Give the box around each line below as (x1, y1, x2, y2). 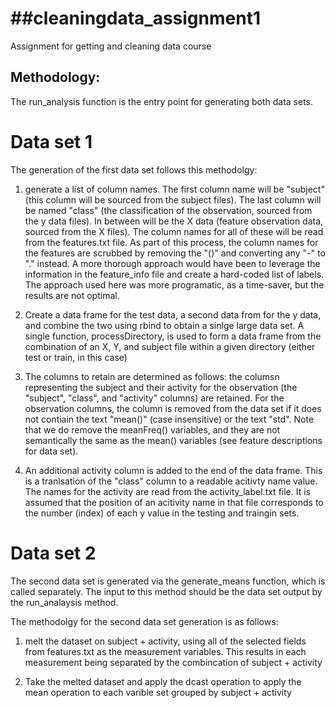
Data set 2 (10, 542, 97, 564)
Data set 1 (10, 130, 93, 153)
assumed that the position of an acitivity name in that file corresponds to (24, 496, 324, 508)
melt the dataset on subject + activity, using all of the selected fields (24, 635, 307, 647)
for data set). (24, 445, 79, 457)
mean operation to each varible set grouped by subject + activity (24, 686, 292, 698)
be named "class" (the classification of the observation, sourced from (24, 204, 313, 216)
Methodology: (10, 69, 101, 86)
